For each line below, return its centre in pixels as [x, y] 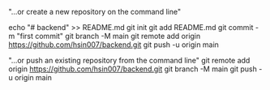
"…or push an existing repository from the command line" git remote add [129, 60]
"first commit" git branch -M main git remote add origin [109, 36]
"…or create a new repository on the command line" [94, 12]
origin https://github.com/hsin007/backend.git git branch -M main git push [133, 69]
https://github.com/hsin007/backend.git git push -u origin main [114, 45]
